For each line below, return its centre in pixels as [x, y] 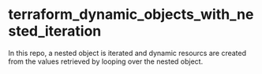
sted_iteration [55, 31]
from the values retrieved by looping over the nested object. [106, 61]
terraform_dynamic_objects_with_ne [131, 15]
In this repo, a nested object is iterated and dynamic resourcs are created [127, 53]
